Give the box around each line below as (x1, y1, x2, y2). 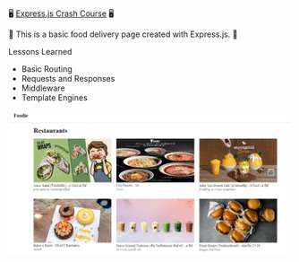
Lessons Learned (8, 47, 73, 57)
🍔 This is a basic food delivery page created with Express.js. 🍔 (8, 29, 238, 39)
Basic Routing (21, 64, 73, 74)
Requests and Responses (21, 74, 115, 83)
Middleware (21, 83, 65, 93)
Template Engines (21, 92, 89, 102)
